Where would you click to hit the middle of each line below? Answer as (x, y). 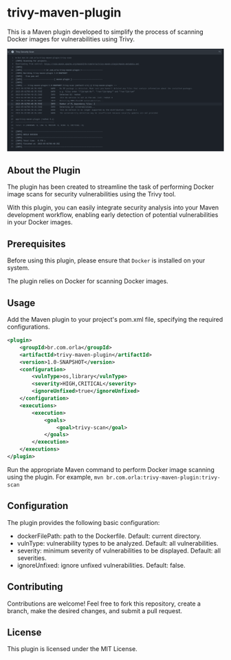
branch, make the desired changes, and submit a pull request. (95, 610)
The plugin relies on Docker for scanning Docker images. (88, 281)
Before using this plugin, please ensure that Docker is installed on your (106, 260)
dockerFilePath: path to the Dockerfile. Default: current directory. (109, 536)
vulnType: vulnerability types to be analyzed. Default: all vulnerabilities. (118, 543)
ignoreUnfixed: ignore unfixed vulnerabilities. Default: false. (101, 565)
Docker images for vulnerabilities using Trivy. (71, 39)
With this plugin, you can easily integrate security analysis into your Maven (113, 207)
